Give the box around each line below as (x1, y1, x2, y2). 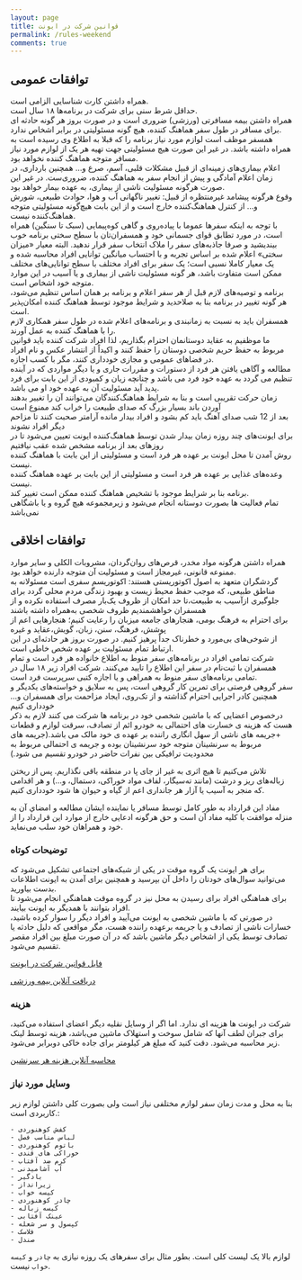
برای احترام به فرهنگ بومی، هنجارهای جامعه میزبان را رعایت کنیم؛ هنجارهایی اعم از (10, 614, 289, 625)
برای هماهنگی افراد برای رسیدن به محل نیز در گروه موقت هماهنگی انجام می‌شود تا (10, 893, 287, 904)
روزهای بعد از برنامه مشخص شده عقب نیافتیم (10, 440, 164, 451)
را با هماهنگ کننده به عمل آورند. (10, 325, 116, 336)
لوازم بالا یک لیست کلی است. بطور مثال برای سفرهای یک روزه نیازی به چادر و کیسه (10, 1250, 291, 1261)
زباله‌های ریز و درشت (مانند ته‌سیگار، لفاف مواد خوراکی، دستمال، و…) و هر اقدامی (10, 775, 285, 786)
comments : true (10, 38, 67, 48)
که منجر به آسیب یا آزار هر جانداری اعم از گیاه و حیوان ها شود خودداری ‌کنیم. (10, 784, 265, 795)
